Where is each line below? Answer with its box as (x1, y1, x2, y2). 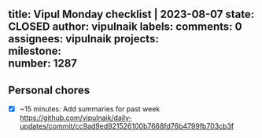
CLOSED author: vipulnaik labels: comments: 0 (8, 20, 242, 34)
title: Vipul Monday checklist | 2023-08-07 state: (8, 8, 255, 21)
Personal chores (8, 83, 90, 96)
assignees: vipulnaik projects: (8, 32, 159, 45)
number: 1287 (8, 56, 77, 71)
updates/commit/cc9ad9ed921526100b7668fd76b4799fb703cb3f (19, 122, 234, 131)
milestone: (8, 45, 61, 58)
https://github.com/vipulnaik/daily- (19, 113, 132, 122)
